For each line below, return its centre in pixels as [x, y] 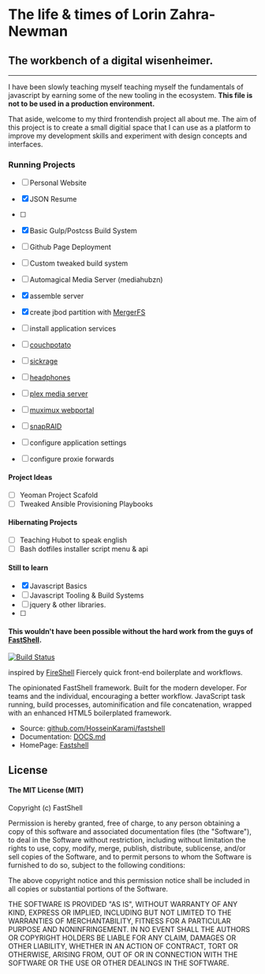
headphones [50, 378]
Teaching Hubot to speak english [73, 540]
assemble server [57, 296]
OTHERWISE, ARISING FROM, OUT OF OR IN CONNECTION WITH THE [123, 954]
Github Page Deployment [71, 247]
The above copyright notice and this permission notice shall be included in [129, 880]
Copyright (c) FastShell [45, 807]
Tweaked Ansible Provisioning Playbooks [86, 504]
